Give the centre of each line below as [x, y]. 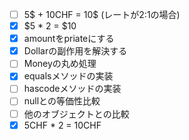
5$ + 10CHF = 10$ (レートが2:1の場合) [102, 14]
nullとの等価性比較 [62, 101]
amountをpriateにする [69, 39]
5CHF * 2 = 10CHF [62, 125]
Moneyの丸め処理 [60, 64]
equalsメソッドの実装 [68, 76]
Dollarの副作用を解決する [75, 51]
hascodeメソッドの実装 [72, 89]
